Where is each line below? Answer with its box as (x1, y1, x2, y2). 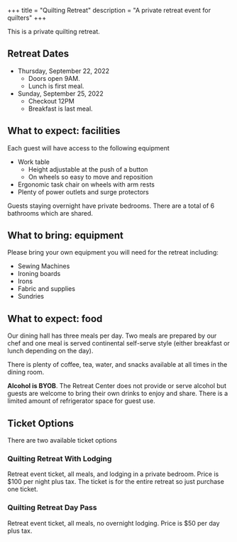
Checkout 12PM (28, 96, 75, 105)
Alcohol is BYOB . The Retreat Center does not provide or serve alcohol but (7, 382, 227, 390)
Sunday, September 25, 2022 (17, 89, 104, 98)
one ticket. (7, 485, 38, 494)
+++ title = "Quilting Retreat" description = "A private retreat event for (7, 6, 211, 14)
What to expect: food (7, 312, 103, 325)
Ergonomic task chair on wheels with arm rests (17, 180, 155, 189)
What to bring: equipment (7, 230, 124, 242)
